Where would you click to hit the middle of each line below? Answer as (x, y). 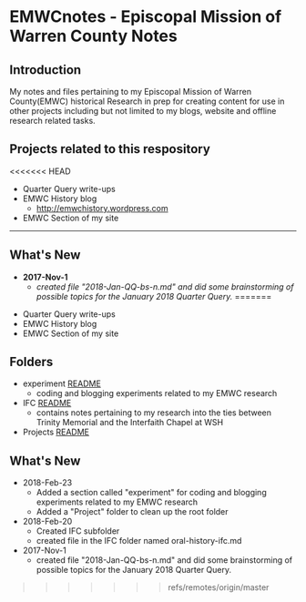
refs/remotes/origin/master (219, 587)
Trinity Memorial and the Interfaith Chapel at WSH (130, 423)
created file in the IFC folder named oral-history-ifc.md (139, 541)
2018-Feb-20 (47, 522)
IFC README (47, 403)
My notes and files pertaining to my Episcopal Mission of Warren (131, 92)
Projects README (56, 432)
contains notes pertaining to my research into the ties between (153, 413)
